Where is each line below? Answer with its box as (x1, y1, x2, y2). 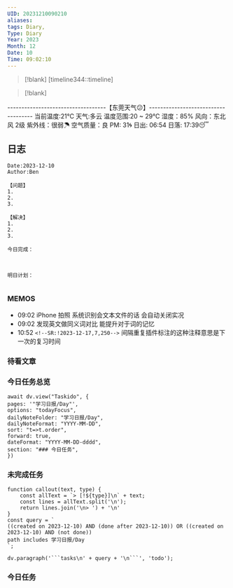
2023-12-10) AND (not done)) (7, 529, 92, 536)
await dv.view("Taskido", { (7, 393, 90, 400)
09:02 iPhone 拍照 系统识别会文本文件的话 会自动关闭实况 (17, 310, 184, 319)
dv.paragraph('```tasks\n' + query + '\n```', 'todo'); (7, 555, 174, 562)
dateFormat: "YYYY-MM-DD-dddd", (7, 439, 101, 446)
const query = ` (7, 517, 55, 524)
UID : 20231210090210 (7, 10, 68, 18)
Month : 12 (7, 43, 36, 50)
